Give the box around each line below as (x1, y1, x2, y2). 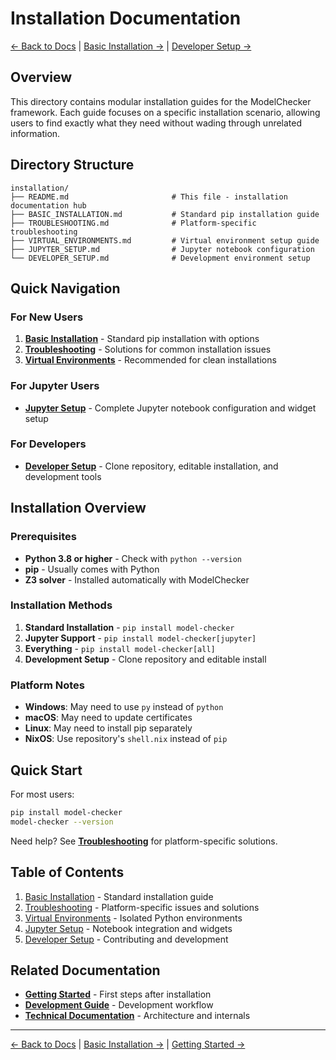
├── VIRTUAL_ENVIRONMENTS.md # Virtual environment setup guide (10, 235, 320, 246)
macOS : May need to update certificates (24, 712, 193, 724)
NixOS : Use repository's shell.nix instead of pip (24, 733, 228, 745)
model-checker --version (10, 817, 114, 827)
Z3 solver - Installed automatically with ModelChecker (24, 573, 250, 586)
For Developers (10, 437, 87, 451)
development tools (24, 470, 102, 482)
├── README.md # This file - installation (10, 192, 288, 202)
